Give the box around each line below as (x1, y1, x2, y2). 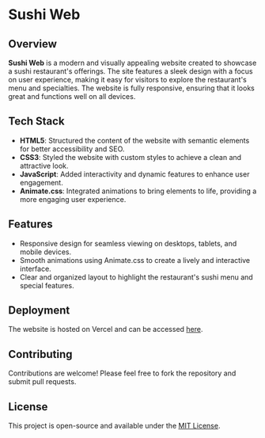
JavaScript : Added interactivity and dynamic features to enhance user (19, 169, 250, 179)
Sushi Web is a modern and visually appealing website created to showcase (8, 58, 257, 67)
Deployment (8, 303, 70, 318)
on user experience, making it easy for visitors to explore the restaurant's (8, 75, 248, 84)
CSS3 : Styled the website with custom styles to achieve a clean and (19, 152, 242, 162)
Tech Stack (8, 115, 65, 128)
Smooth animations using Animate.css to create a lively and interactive (19, 255, 251, 265)
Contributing (8, 347, 73, 361)
